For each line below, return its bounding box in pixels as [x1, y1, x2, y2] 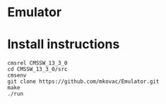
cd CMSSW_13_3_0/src [7, 66, 69, 73]
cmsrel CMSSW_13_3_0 [7, 60, 69, 67]
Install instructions [7, 37, 120, 53]
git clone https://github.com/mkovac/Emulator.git [7, 78, 160, 85]
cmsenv [7, 72, 27, 79]
